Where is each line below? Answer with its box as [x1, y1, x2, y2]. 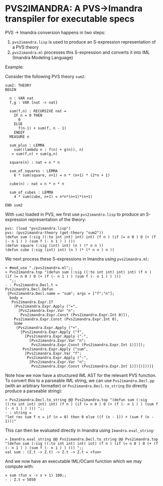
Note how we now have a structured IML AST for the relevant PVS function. [5, 372, 157, 378]
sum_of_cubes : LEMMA [9, 190, 54, 195]
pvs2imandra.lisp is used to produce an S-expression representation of [12, 39, 156, 44]
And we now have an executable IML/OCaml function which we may [5, 458, 142, 464]
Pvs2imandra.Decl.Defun [5, 287, 54, 291]
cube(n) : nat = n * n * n [9, 181, 64, 186]
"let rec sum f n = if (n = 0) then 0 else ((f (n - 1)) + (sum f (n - [5, 414, 154, 420]
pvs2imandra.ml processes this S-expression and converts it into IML [12, 49, 150, 55]
